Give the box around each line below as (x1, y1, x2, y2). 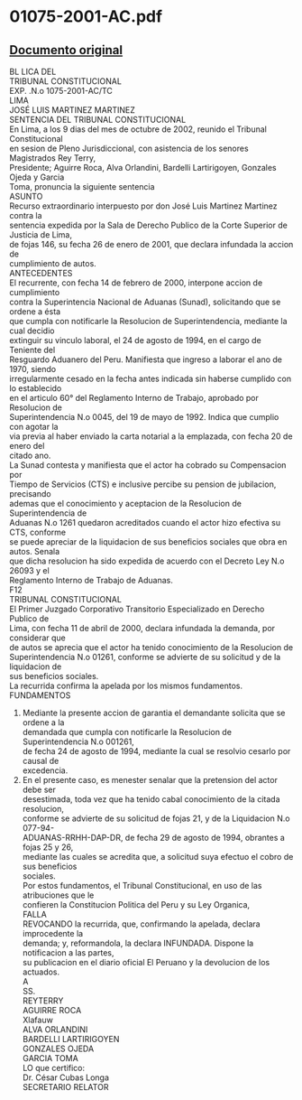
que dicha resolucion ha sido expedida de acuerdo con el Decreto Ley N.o (9, 555, 285, 566)
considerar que (9, 632, 66, 643)
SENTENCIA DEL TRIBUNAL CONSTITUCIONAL (9, 115, 187, 125)
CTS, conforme (9, 527, 66, 537)
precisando (9, 489, 51, 499)
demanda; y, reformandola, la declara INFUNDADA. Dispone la (22, 937, 254, 948)
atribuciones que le (22, 890, 95, 900)
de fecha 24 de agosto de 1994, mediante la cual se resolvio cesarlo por (22, 746, 291, 756)
